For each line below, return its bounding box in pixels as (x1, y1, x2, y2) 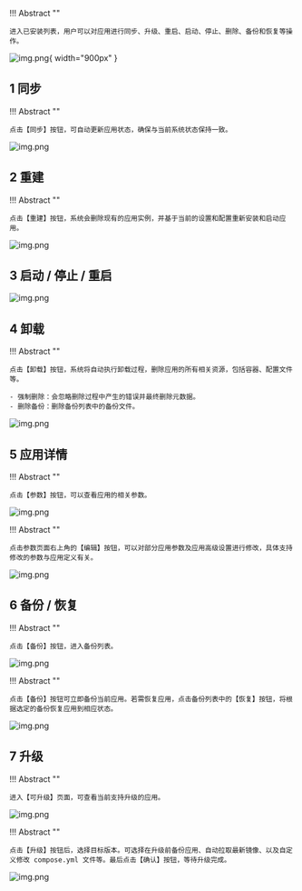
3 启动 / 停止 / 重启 (9, 268, 112, 284)
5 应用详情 (9, 446, 68, 462)
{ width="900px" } (48, 53, 118, 63)
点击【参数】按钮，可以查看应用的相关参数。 (9, 491, 151, 500)
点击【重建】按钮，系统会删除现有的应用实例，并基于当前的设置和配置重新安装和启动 (9, 214, 279, 223)
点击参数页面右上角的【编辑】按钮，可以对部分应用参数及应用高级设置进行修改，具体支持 (9, 544, 293, 553)
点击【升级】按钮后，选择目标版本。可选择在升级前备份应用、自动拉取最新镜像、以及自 (9, 846, 287, 855)
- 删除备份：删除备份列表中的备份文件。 (9, 402, 140, 412)
